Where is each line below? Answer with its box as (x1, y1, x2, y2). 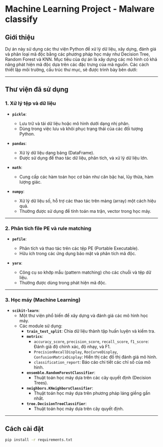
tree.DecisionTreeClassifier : (26, 401, 87, 407)
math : (12, 164, 23, 170)
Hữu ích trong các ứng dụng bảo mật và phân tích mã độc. (19, 250, 136, 256)
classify (5, 14, 38, 25)
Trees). (33, 380, 49, 386)
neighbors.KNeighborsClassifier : (26, 385, 94, 391)
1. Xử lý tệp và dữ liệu (5, 100, 56, 107)
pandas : (12, 140, 27, 146)
